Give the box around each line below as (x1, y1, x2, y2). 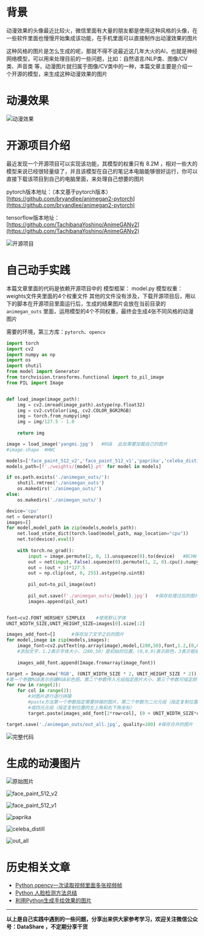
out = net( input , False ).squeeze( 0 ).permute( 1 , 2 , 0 (28, 559, 165, 565)
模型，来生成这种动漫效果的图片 (27, 70, 107, 77)
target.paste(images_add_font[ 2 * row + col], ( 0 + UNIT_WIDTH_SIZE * (28, 710, 197, 716)
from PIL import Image (6, 380, 64, 386)
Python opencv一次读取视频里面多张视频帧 (15, 882, 123, 889)
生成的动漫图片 (6, 756, 81, 770)
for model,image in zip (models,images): (6, 637, 110, 643)
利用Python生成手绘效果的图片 (15, 897, 92, 904)
